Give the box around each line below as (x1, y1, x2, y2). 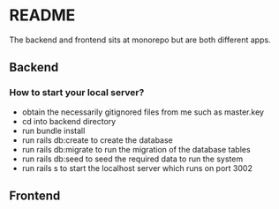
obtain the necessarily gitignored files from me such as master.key (21, 107, 265, 117)
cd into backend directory (21, 116, 117, 126)
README (9, 5, 76, 26)
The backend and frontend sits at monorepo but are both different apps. (9, 34, 271, 45)
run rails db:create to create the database (21, 134, 174, 146)
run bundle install (21, 125, 86, 136)
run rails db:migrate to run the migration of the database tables (21, 144, 251, 154)
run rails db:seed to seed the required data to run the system (21, 153, 244, 164)
